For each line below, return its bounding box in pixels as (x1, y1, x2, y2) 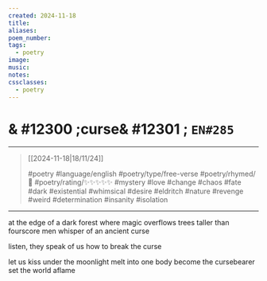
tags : (8, 41, 26, 49)
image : (8, 57, 30, 64)
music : (8, 64, 30, 72)
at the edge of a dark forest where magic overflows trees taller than (8, 218, 230, 228)
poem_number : (8, 33, 52, 42)
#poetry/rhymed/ (199, 169, 256, 179)
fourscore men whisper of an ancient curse (8, 226, 149, 236)
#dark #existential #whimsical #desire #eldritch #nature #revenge (27, 186, 244, 196)
